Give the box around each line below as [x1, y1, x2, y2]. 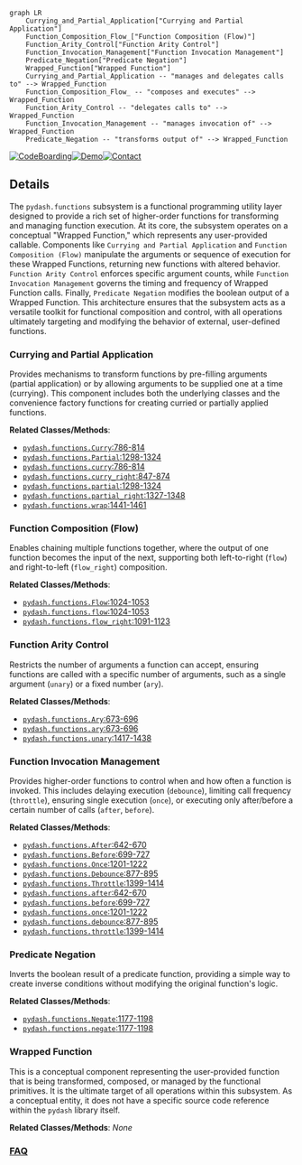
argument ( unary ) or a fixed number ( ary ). [9, 678, 164, 689]
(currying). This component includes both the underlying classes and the [9, 388, 280, 399]
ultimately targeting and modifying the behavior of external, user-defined [9, 316, 281, 327]
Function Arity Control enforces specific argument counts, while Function [9, 267, 289, 279]
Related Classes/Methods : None [9, 1122, 133, 1132]
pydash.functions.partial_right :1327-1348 [22, 490, 186, 501]
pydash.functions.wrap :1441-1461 [22, 499, 147, 510]
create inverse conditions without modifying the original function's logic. [9, 978, 279, 989]
